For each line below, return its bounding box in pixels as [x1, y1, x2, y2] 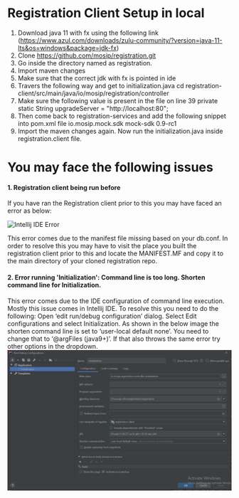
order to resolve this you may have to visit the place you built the [7, 242, 197, 250]
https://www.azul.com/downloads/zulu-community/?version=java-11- [20, 36, 223, 44]
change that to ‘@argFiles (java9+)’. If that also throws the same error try [7, 334, 221, 343]
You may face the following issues [7, 159, 213, 176]
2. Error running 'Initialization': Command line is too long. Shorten [7, 272, 206, 282]
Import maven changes [17, 66, 86, 75]
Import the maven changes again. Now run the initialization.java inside [17, 127, 223, 135]
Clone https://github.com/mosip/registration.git [17, 51, 156, 60]
